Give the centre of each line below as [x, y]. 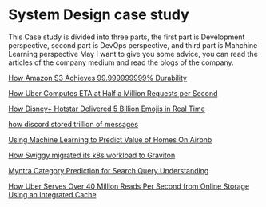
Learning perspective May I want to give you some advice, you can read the [133, 54]
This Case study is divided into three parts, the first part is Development [127, 37]
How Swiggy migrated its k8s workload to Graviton [92, 155]
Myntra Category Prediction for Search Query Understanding [109, 170]
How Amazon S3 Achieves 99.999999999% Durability [98, 78]
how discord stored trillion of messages [73, 124]
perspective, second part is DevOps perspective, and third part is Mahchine [133, 45]
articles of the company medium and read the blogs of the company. [121, 62]
